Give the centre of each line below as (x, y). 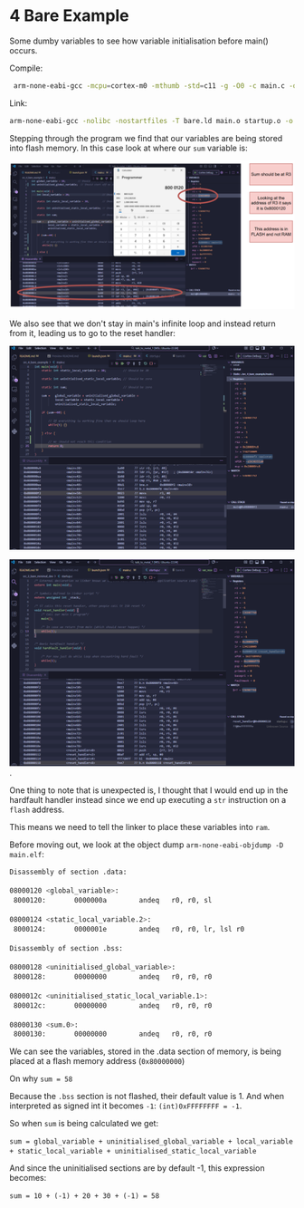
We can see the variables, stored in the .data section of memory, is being (146, 1051)
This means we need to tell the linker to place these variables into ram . (140, 826)
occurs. (24, 50)
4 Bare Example (69, 16)
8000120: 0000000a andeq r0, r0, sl (113, 901)
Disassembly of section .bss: (66, 948)
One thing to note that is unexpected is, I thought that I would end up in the (149, 790)
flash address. (37, 809)
